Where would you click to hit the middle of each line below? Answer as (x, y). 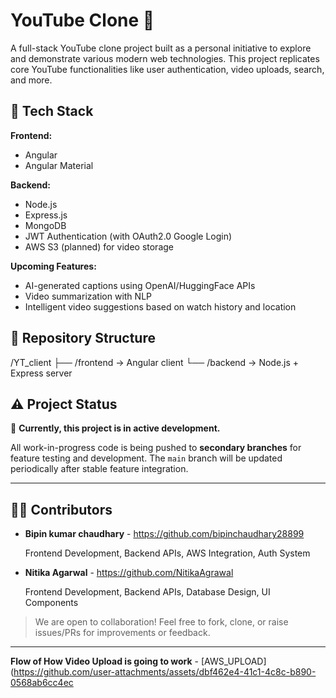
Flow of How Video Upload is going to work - (105, 661)
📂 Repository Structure (83, 338)
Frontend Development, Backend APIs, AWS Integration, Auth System (167, 553)
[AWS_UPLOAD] (233, 661)
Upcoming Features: (53, 266)
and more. (31, 80)
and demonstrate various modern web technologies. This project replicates (165, 58)
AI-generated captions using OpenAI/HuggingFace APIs (140, 285)
